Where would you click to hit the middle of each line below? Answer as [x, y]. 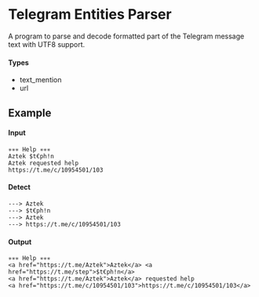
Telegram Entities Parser [90, 14]
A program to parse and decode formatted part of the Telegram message [126, 36]
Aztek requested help [44, 163]
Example [30, 112]
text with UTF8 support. [46, 44]
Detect [20, 187]
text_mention [40, 80]
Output [20, 241]
